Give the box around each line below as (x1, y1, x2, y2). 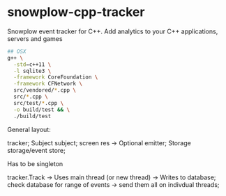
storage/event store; (7, 146, 66, 154)
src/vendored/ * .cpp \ (13, 87, 77, 94)
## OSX (7, 48, 27, 55)
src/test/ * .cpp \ (13, 99, 64, 106)
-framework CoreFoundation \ (13, 74, 98, 81)
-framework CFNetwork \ (13, 81, 82, 88)
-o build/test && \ (13, 106, 70, 113)
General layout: (7, 125, 51, 133)
